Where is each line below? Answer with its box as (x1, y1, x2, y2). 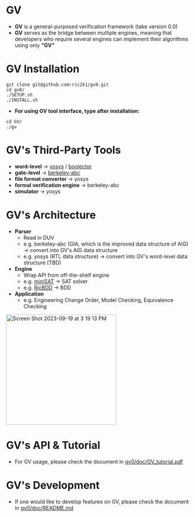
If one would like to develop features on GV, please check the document (14, 498, 189, 505)
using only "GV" (14, 42, 55, 49)
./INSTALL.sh (6, 97, 38, 103)
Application (14, 290, 44, 297)
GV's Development (6, 478, 100, 492)
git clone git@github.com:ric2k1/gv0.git (6, 82, 109, 88)
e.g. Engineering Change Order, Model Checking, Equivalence (23, 296, 174, 303)
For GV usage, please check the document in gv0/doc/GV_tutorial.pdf (14, 458, 183, 465)
